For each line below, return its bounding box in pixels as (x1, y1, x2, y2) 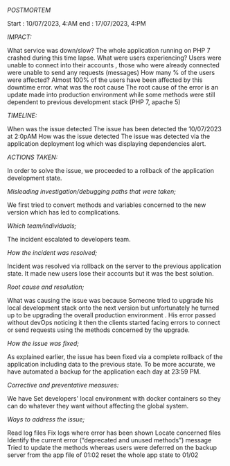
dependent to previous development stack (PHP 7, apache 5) (7, 98, 181, 106)
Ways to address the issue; (7, 415, 85, 423)
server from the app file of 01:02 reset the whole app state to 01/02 (7, 451, 199, 459)
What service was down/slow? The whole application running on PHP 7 (7, 47, 211, 54)
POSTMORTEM (7, 6, 51, 14)
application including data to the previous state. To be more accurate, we (7, 360, 216, 368)
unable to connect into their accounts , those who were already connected (7, 61, 220, 69)
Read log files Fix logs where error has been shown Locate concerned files (7, 428, 222, 437)
